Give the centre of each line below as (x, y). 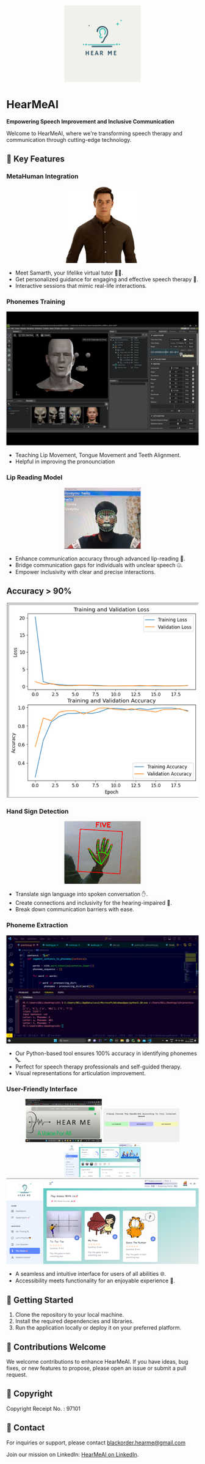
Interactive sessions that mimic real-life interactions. (81, 286)
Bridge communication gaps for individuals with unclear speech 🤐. (99, 565)
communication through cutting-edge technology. (69, 139)
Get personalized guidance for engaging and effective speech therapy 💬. (106, 279)
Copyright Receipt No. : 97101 (44, 1408)
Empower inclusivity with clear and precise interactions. (85, 572)
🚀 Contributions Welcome (56, 1347)
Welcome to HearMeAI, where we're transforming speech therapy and (95, 133)
